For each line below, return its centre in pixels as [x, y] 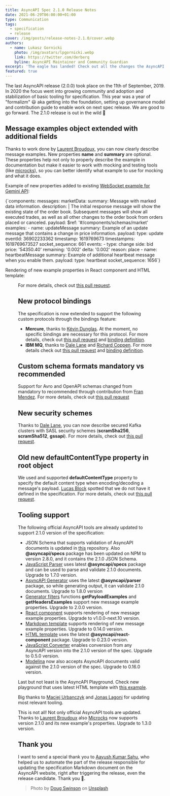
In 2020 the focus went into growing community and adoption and [74, 91]
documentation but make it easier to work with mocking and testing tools [81, 165]
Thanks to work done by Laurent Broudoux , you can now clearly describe [82, 149]
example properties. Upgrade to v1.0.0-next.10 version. [83, 618]
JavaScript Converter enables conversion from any [78, 645]
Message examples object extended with [72, 129]
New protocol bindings [55, 301]
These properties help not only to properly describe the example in [75, 159]
